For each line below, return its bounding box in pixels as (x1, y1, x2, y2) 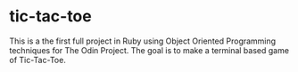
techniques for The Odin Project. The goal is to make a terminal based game (9, 44, 290, 55)
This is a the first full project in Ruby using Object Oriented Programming (9, 36, 277, 46)
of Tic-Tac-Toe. (9, 54, 67, 65)
